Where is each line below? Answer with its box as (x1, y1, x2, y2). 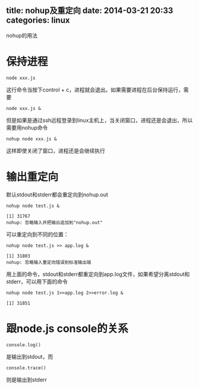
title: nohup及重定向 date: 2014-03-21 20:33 (6, 5, 173, 16)
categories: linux (6, 15, 70, 26)
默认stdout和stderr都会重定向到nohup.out (6, 191, 109, 198)
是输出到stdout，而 (6, 353, 53, 360)
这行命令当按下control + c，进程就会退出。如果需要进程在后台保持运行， (6, 86, 184, 93)
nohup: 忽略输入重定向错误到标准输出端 (6, 259, 91, 265)
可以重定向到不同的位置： (6, 231, 69, 238)
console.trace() (6, 365, 46, 371)
